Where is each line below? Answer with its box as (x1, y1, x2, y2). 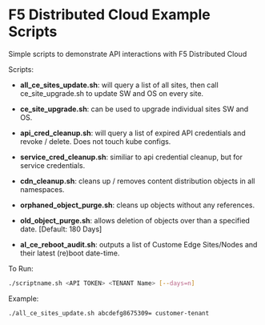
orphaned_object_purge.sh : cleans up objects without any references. (19, 200, 255, 210)
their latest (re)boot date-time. (19, 248, 120, 258)
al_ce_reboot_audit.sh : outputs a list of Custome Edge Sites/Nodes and (19, 239, 258, 249)
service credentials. (19, 160, 86, 170)
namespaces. (19, 184, 65, 194)
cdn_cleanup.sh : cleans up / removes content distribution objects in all (19, 176, 255, 186)
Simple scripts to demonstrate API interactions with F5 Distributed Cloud (8, 49, 247, 58)
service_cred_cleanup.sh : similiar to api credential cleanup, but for (19, 152, 243, 162)
